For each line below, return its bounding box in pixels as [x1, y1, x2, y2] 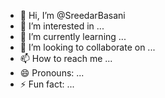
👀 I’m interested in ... [19, 20, 105, 32]
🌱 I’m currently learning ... [19, 31, 127, 42]
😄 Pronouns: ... [19, 67, 85, 79]
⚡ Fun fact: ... [19, 78, 75, 90]
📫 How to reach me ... [19, 53, 113, 64]
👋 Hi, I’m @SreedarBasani [19, 10, 126, 21]
